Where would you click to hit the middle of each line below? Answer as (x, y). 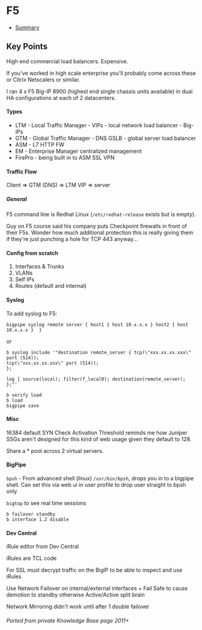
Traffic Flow (22, 172)
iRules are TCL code (32, 558)
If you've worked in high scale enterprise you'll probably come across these (101, 73)
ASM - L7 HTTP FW (40, 144)
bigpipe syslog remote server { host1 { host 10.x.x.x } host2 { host (97, 324)
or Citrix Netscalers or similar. (43, 79)
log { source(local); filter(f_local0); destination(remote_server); (96, 379)
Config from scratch (32, 253)
